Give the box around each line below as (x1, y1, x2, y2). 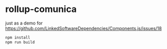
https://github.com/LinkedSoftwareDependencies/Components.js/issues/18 (5, 25, 162, 31)
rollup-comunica (5, 3, 77, 15)
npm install (5, 35, 30, 40)
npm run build (5, 39, 35, 44)
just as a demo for (5, 20, 43, 26)
